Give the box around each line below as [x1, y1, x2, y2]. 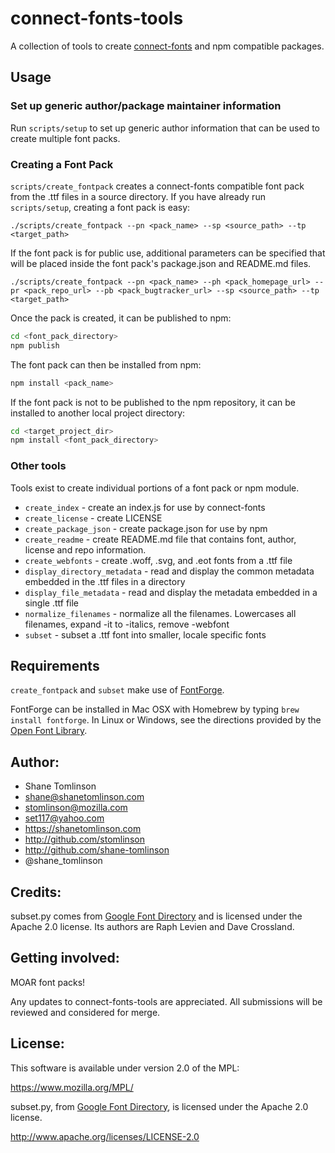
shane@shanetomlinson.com [24, 791, 145, 803]
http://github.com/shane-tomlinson [24, 844, 170, 856]
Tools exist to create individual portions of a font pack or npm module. [10, 482, 300, 494]
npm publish [10, 340, 60, 351]
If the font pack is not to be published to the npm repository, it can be [10, 396, 296, 408]
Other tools [10, 459, 67, 473]
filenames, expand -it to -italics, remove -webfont [24, 618, 230, 630]
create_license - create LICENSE [24, 512, 163, 524]
